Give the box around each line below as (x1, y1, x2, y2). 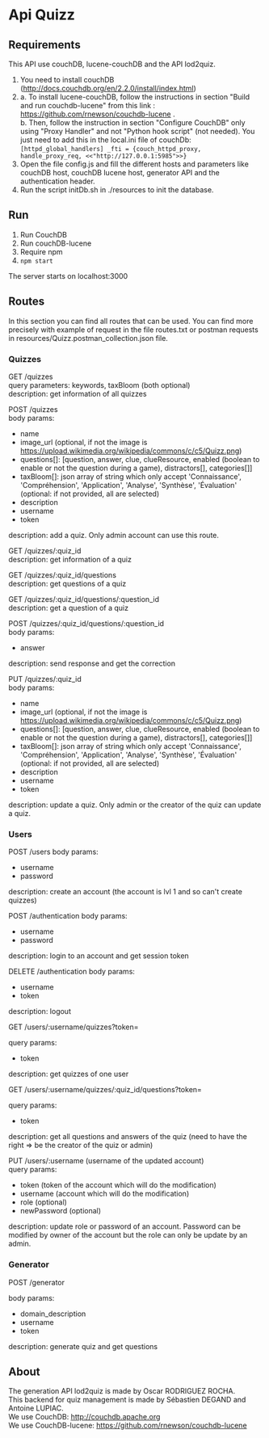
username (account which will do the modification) (19, 1189, 190, 1199)
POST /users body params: (8, 847, 99, 857)
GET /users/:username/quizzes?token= (8, 1022, 139, 1032)
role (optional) (19, 1197, 67, 1207)
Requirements (8, 38, 81, 52)
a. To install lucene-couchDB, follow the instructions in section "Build (19, 92, 250, 102)
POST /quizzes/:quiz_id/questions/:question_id (8, 618, 164, 628)
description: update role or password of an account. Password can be (8, 1221, 241, 1231)
